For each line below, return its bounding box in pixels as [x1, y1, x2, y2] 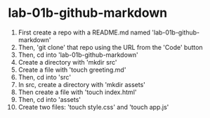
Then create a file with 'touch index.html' [18, 88, 137, 96]
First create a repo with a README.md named [18, 28, 150, 37]
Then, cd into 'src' [18, 72, 72, 81]
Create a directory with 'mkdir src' [18, 58, 117, 66]
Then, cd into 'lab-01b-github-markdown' [18, 51, 139, 59]
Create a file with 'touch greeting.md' [18, 65, 126, 74]
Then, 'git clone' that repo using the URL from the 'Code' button [18, 43, 203, 51]
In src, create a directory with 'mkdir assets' [18, 80, 146, 88]
